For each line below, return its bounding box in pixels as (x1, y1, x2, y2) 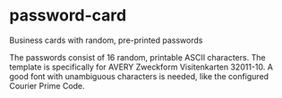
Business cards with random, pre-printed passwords (9, 35, 203, 45)
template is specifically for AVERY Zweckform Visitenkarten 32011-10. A (9, 61, 273, 72)
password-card (9, 5, 127, 26)
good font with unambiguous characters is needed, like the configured (9, 70, 269, 81)
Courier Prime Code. (9, 80, 85, 91)
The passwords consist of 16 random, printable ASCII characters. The (9, 52, 266, 62)
